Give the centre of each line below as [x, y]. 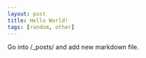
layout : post [27, 14]
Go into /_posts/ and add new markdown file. [73, 47]
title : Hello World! [38, 21]
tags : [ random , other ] [41, 27]
